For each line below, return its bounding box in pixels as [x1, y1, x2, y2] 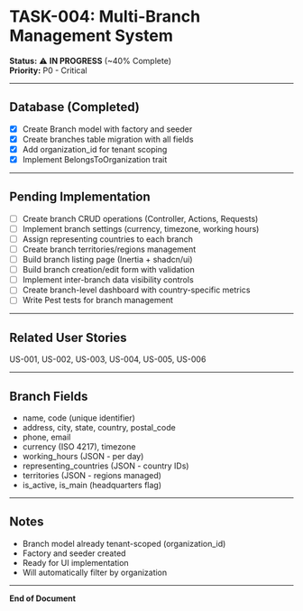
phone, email [22, 431, 71, 442]
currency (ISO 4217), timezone [22, 441, 136, 452]
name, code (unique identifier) [22, 412, 135, 423]
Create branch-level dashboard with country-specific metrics [22, 284, 251, 295]
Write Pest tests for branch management [22, 295, 173, 306]
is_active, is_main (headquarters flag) [22, 480, 162, 490]
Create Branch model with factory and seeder [22, 124, 193, 134]
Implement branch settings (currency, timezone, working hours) [22, 223, 260, 234]
